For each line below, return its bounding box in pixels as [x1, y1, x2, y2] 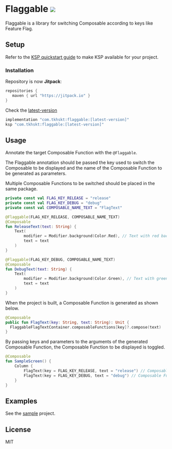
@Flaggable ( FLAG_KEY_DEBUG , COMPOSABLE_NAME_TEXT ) [5, 257, 116, 262]
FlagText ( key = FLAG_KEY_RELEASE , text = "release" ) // [24, 368, 145, 373]
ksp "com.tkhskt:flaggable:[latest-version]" [5, 121, 104, 127]
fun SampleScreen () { [5, 359, 52, 364]
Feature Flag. [5, 25, 33, 31]
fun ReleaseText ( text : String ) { [5, 224, 77, 229]
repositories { [5, 88, 38, 94]
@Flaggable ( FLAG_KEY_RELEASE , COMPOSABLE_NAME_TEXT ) [5, 214, 120, 219]
